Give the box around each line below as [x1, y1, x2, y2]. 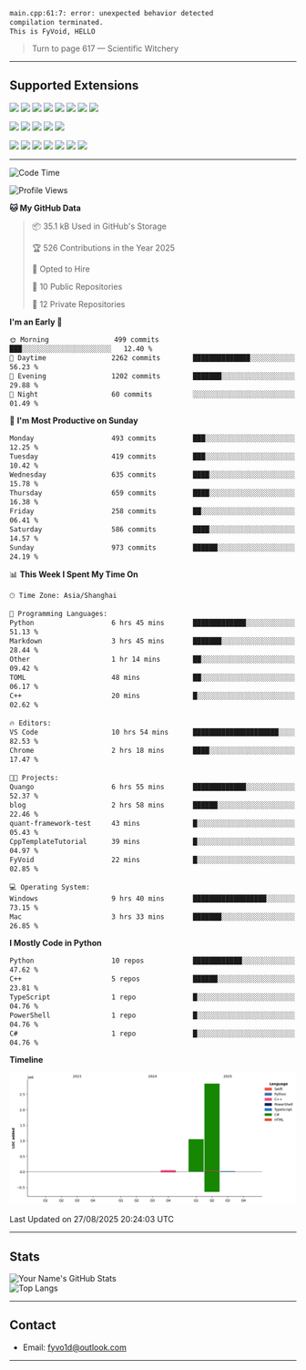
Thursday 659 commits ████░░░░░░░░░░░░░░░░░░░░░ [9, 488, 296, 498]
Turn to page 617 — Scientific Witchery [31, 43, 179, 54]
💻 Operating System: [9, 882, 91, 891]
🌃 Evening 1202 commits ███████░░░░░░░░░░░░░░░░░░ [9, 371, 296, 381]
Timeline [9, 1054, 44, 1065]
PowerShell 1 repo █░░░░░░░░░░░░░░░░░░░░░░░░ [9, 1011, 296, 1020]
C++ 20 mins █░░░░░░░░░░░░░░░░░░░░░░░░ [9, 691, 296, 700]
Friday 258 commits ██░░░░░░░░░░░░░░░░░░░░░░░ [9, 506, 296, 516]
